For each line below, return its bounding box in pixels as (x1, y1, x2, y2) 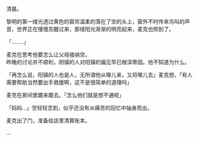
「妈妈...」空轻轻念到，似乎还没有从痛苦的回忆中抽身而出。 (6, 104, 153, 111)
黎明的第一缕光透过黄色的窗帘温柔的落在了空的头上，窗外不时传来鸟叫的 (6, 18, 185, 25)
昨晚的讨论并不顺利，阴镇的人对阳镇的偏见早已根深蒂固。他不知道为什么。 (6, 59, 190, 65)
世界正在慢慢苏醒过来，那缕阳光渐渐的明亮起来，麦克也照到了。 (16, 26, 174, 32)
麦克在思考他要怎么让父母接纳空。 (6, 51, 91, 58)
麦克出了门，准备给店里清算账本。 (6, 117, 91, 124)
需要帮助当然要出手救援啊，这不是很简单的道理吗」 (6, 79, 132, 86)
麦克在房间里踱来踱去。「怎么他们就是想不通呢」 (6, 92, 125, 98)
